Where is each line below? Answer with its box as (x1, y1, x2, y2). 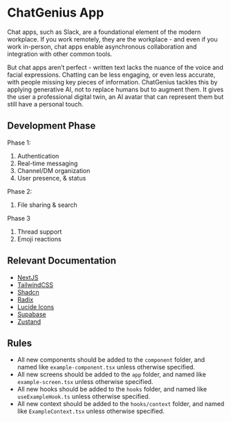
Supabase (17, 310, 46, 318)
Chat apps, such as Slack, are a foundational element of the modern (7, 28, 201, 36)
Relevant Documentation (7, 255, 116, 267)
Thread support (17, 227, 62, 236)
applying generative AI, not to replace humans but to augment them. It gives (7, 85, 224, 93)
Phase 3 (7, 214, 31, 222)
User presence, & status (17, 174, 86, 182)
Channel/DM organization (17, 166, 91, 174)
